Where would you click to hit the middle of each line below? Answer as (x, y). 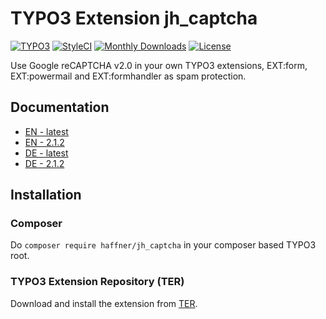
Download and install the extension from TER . (104, 303)
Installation (46, 195)
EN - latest (46, 131)
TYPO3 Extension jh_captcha (134, 18)
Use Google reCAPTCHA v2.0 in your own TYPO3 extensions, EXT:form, (159, 65)
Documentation (60, 107)
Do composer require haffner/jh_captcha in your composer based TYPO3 (163, 245)
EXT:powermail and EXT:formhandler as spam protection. (128, 76)
